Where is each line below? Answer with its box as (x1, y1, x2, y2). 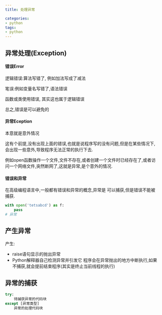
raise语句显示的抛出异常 (12, 251, 61, 257)
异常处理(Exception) (5, 49, 67, 57)
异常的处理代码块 (14, 306, 43, 311)
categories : (5, 16, 29, 21)
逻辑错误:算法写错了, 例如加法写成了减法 (5, 75, 86, 81)
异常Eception (5, 118, 33, 125)
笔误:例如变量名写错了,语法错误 (5, 85, 68, 91)
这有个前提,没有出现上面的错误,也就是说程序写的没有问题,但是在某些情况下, (5, 140, 156, 147)
